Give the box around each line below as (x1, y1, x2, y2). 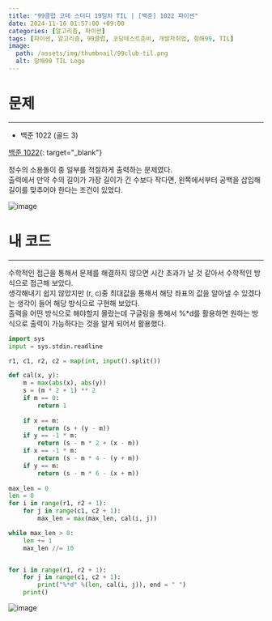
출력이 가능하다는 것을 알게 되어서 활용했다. (29, 318, 167, 328)
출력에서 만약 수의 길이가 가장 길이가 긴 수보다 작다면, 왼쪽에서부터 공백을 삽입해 (8, 175, 261, 185)
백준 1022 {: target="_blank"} (8, 147, 103, 157)
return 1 (37, 402, 67, 410)
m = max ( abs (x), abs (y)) (23, 379, 107, 387)
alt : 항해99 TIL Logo (15, 57, 85, 66)
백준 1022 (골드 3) (19, 130, 79, 140)
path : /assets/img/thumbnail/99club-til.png (15, 49, 168, 57)
